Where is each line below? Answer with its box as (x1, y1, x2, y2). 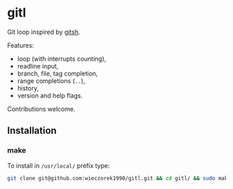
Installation (7, 125, 57, 136)
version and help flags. (17, 91, 83, 100)
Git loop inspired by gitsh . (7, 28, 81, 36)
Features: (7, 41, 35, 49)
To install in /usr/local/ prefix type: (7, 161, 110, 170)
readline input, (17, 62, 59, 70)
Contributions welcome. (7, 105, 76, 113)
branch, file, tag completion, (17, 69, 98, 78)
